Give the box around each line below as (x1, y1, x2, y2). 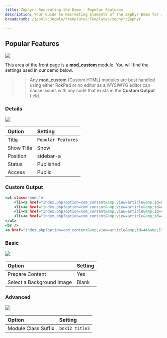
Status (7, 161, 23, 168)
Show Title (7, 145, 33, 152)
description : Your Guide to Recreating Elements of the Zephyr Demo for (5, 12, 159, 17)
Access (7, 169, 25, 176)
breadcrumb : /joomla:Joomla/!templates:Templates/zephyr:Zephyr (5, 16, 141, 21)
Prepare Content (7, 271, 46, 278)
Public (37, 169, 52, 176)
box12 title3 (59, 326, 90, 332)
